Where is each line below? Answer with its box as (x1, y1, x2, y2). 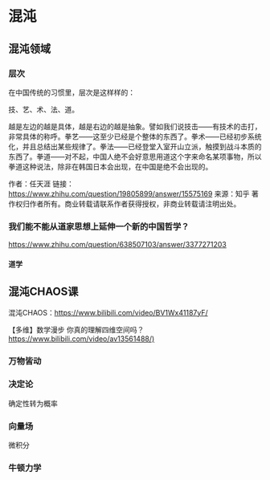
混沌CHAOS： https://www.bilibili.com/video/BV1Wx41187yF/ (8, 307, 208, 317)
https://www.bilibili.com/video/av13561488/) (8, 334, 155, 344)
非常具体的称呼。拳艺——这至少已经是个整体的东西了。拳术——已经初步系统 (8, 132, 262, 141)
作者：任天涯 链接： (8, 178, 74, 189)
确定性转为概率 (8, 398, 58, 408)
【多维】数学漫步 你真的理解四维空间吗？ (8, 324, 145, 334)
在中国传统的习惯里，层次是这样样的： (8, 87, 135, 97)
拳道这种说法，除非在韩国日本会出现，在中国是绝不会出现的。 (8, 161, 213, 171)
